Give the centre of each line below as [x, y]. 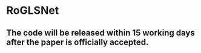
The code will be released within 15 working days [100, 33]
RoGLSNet [33, 11]
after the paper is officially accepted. [77, 42]
